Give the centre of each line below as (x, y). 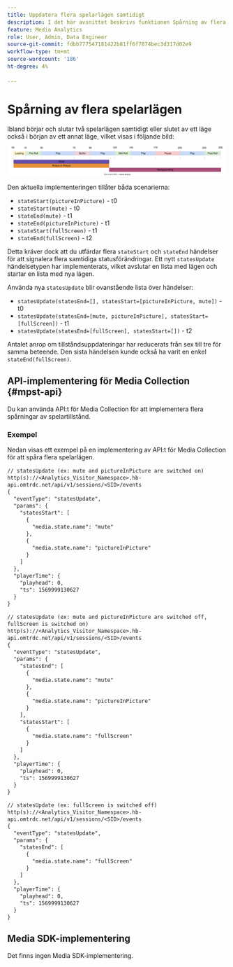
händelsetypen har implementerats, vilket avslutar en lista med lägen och (112, 266)
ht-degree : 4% (28, 67)
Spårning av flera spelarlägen (95, 109)
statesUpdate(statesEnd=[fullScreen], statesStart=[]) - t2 (105, 331)
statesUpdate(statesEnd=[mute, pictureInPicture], (92, 316)
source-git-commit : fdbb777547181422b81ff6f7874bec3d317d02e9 (99, 44)
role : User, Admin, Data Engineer (58, 37)
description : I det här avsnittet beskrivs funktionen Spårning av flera (117, 22)
